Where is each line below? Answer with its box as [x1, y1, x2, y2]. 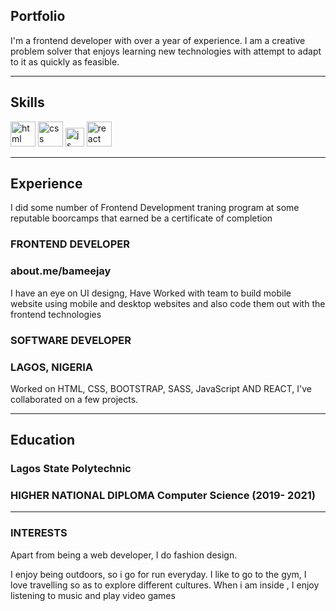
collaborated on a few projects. [10, 393, 139, 405]
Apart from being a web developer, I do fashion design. [10, 549, 238, 561]
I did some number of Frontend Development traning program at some [10, 202, 300, 214]
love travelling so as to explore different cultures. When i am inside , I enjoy [10, 579, 320, 591]
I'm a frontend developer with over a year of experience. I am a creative [10, 34, 306, 46]
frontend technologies [10, 308, 102, 320]
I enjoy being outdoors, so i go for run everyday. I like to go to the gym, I [10, 568, 307, 580]
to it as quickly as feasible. [10, 55, 120, 68]
